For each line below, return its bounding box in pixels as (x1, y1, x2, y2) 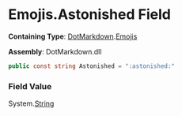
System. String (8, 99, 55, 108)
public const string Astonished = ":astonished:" (8, 62, 176, 70)
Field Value (8, 80, 52, 92)
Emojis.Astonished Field (8, 6, 172, 24)
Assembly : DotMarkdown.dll (8, 47, 102, 56)
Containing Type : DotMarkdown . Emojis (8, 32, 138, 41)
